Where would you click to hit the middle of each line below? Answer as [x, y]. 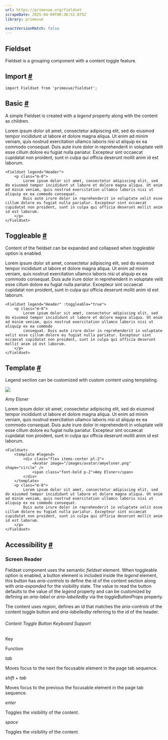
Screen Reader [24, 559]
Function [14, 649]
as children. [17, 121]
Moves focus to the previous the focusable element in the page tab [74, 688]
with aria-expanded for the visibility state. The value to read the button [78, 586]
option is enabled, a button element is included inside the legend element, [81, 575]
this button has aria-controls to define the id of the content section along [80, 581]
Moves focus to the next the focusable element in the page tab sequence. [81, 668]
